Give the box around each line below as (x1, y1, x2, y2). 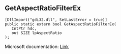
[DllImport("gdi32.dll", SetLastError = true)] (5, 17, 108, 22)
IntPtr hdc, (11, 26, 37, 31)
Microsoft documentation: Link (5, 43, 69, 49)
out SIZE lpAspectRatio (11, 30, 62, 35)
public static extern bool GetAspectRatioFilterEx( (5, 21, 116, 26)
